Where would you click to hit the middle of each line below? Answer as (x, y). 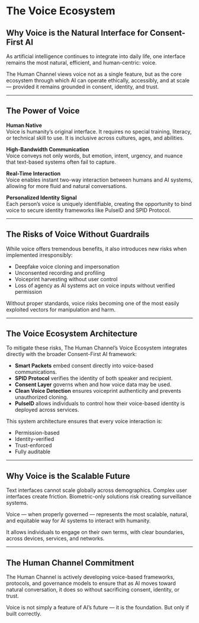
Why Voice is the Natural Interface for (77, 33)
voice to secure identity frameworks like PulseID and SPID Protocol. (89, 210)
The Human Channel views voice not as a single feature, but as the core (94, 74)
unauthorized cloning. (41, 397)
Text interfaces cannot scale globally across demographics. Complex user (97, 490)
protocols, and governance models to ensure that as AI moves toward (91, 583)
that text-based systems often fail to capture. (61, 162)
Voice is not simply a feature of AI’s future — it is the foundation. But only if (98, 608)
